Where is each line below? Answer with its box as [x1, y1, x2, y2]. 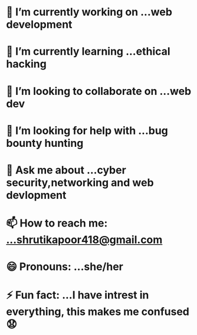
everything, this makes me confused [6, 305, 190, 318]
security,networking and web [6, 176, 155, 189]
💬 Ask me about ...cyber [6, 163, 127, 176]
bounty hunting [6, 136, 84, 150]
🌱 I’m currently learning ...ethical [6, 45, 170, 58]
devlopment [6, 188, 67, 202]
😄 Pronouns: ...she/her [6, 260, 124, 274]
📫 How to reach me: [6, 216, 108, 230]
